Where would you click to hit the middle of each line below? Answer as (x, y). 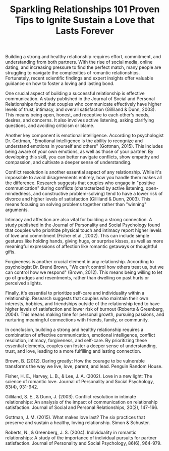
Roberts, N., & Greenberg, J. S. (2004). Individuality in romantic (71, 433)
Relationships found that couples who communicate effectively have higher (83, 104)
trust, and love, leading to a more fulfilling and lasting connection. (73, 351)
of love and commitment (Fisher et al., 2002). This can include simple (77, 236)
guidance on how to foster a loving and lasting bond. (60, 84)
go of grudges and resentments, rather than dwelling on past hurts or (77, 278)
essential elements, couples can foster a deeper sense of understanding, (81, 346)
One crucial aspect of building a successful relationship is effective (75, 93)
